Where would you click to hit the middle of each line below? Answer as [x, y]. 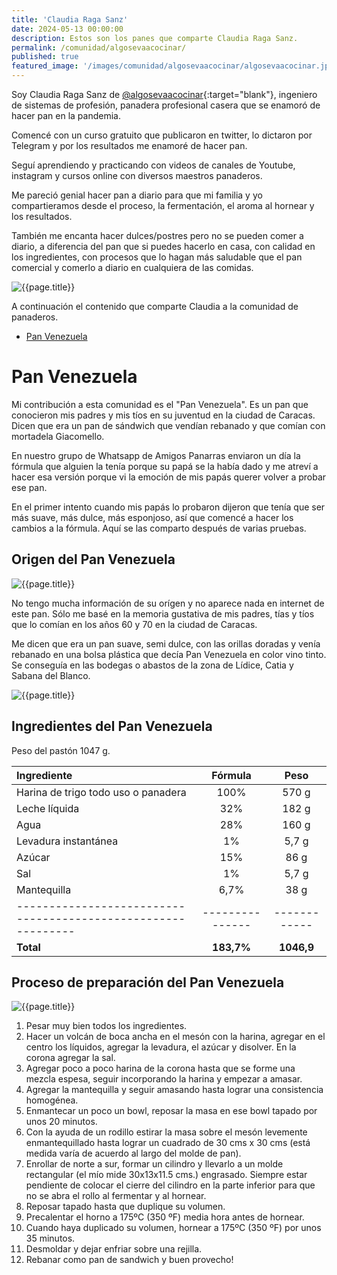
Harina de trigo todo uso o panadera [101, 792]
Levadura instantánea [67, 841]
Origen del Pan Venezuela [93, 559]
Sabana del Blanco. [51, 675]
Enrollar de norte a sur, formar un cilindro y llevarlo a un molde [154, 1164]
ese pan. [29, 487]
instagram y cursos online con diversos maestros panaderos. [137, 175]
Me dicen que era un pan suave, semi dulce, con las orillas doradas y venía [166, 643]
